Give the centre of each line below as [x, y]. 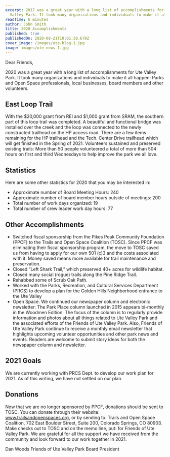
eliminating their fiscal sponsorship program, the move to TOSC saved [86, 248]
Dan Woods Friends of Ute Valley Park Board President [62, 449]
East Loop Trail [29, 104]
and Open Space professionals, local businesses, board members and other [84, 83]
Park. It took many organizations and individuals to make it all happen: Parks [85, 77]
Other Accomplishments [45, 224]
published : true [22, 34]
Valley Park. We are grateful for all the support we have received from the [82, 434]
